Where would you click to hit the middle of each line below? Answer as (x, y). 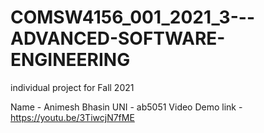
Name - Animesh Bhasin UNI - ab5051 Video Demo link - (126, 107)
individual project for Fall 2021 (72, 87)
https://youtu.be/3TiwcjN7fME (72, 117)
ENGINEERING (70, 60)
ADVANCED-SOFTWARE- (118, 38)
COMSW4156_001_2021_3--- (132, 17)
